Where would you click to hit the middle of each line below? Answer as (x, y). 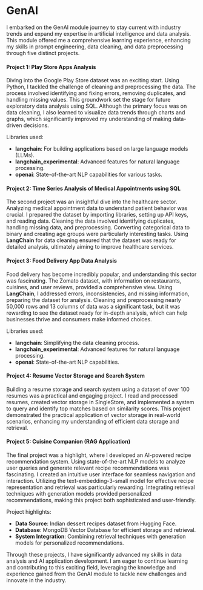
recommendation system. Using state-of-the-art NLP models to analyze (96, 461)
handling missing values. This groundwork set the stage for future (88, 100)
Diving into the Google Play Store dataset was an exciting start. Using (93, 80)
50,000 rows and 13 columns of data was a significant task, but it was (93, 306)
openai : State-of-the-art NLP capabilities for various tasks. (88, 175)
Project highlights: (29, 511)
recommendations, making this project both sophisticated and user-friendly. (101, 500)
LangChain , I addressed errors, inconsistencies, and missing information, (98, 293)
